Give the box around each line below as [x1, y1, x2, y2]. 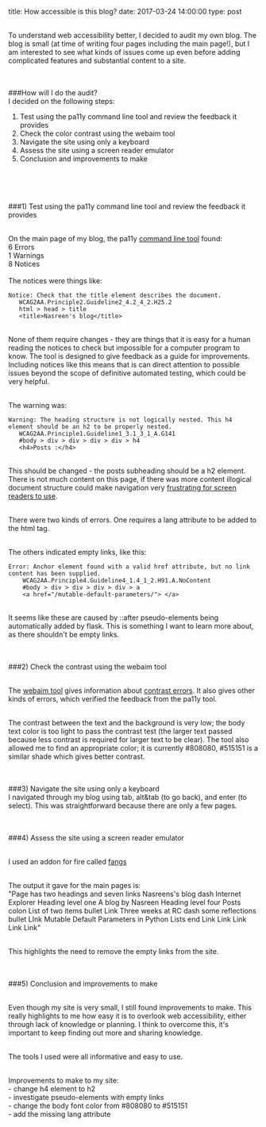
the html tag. [8, 524, 50, 533]
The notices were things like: [8, 276, 102, 285]
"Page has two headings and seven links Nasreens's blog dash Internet [8, 889, 241, 898]
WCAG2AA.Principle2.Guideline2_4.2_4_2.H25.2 [18, 298, 172, 306]
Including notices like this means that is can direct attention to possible [8, 360, 241, 369]
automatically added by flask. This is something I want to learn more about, [8, 621, 254, 630]
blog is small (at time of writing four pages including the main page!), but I [8, 39, 250, 48]
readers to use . [8, 491, 58, 501]
